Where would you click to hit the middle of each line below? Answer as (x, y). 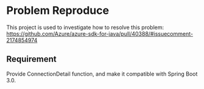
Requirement (31, 59)
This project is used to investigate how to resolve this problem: (85, 27)
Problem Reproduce (58, 11)
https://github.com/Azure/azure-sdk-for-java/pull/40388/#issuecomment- (100, 33)
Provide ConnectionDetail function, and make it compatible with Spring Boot (102, 74)
